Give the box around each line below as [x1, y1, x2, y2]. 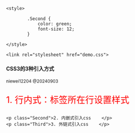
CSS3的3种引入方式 [6, 65, 55, 72]
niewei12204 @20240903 [6, 78, 59, 85]
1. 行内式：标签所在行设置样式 [6, 94, 130, 106]
